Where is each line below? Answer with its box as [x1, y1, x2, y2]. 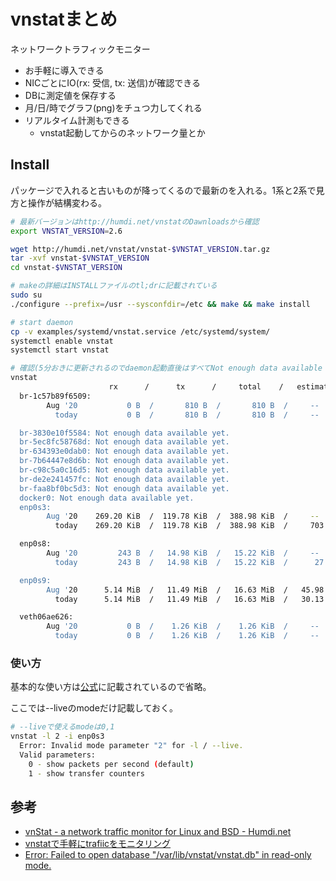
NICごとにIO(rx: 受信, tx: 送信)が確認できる [24, 76, 201, 89]
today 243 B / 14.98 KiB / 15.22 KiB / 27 [54, 557, 325, 567]
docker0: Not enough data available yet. [19, 493, 195, 503]
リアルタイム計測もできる [24, 114, 130, 126]
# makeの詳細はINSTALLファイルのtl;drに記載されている [10, 281, 218, 291]
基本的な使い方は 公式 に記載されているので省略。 [10, 681, 212, 693]
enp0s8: [19, 539, 52, 549]
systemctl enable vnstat [10, 336, 114, 346]
